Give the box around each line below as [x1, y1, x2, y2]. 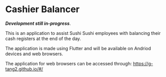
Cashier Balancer [5, 4, 80, 15]
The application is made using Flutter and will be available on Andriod [5, 45, 151, 51]
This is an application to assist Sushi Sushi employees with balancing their [5, 30, 161, 36]
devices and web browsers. [5, 51, 64, 57]
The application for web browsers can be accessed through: [5, 60, 132, 66]
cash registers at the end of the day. [5, 35, 81, 42]
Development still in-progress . [5, 20, 71, 26]
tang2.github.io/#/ [5, 66, 43, 72]
